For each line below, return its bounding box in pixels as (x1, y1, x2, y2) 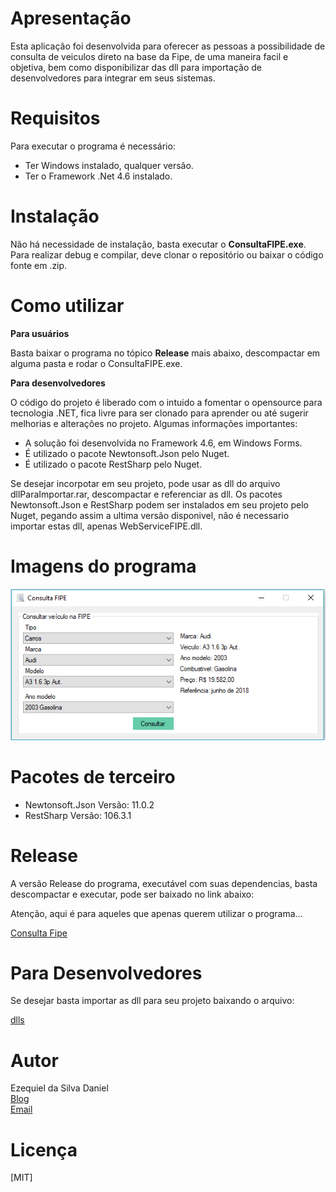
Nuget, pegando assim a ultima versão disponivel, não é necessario (10, 509, 290, 521)
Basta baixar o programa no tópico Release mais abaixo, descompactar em (10, 347, 321, 359)
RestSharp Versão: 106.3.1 (24, 809, 132, 821)
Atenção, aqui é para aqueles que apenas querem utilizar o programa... (10, 907, 303, 919)
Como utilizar (10, 295, 125, 317)
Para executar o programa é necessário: (10, 140, 176, 152)
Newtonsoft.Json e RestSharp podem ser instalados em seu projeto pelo (10, 498, 310, 511)
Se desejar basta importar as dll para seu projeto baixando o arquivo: (10, 995, 295, 1007)
